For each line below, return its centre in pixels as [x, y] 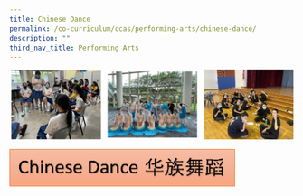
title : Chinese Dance [50, 19]
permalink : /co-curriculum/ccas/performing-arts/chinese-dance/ [133, 28]
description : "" [40, 38]
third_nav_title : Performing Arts [75, 48]
